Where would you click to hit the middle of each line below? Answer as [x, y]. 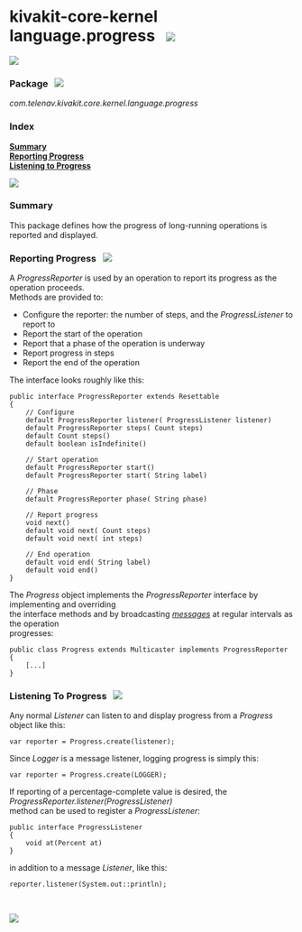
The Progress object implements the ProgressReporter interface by [134, 595]
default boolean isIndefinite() [86, 444]
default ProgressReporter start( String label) [116, 475]
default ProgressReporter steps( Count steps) [114, 429]
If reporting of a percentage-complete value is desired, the [119, 792]
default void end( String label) [88, 563]
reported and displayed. [54, 235]
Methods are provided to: [56, 297]
